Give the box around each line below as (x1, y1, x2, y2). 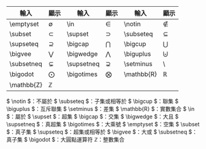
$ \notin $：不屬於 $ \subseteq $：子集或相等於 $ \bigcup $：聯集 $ (6, 97, 179, 105)
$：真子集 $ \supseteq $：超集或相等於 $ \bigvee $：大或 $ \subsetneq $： (6, 128, 198, 136)
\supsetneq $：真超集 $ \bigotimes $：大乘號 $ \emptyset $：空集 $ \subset (6, 121, 200, 128)
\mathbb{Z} (9, 81, 43, 89)
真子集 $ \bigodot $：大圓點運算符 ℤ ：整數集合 (6, 136, 125, 143)
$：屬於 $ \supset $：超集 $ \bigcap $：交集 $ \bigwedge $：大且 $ (6, 113, 179, 120)
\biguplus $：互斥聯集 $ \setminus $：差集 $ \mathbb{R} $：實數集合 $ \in (6, 105, 195, 112)
